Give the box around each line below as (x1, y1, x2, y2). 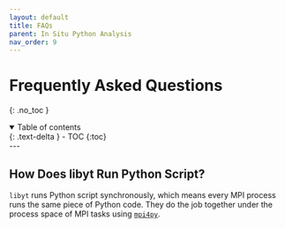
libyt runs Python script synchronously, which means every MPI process (9, 190, 276, 200)
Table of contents (17, 122, 81, 133)
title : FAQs (9, 21, 53, 30)
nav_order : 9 (9, 37, 57, 47)
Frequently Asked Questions (9, 76, 223, 95)
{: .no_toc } (9, 105, 49, 116)
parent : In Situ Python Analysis (9, 29, 132, 38)
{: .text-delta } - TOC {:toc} (9, 132, 108, 142)
